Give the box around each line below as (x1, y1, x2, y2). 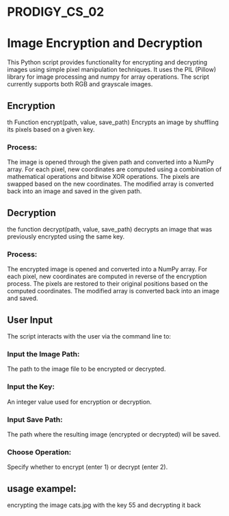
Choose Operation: (7, 447, 72, 456)
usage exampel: (7, 482, 77, 494)
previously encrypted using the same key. (7, 232, 125, 241)
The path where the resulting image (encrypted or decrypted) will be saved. (7, 430, 221, 439)
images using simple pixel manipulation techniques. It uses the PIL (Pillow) (7, 66, 217, 74)
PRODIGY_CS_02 (7, 4, 105, 20)
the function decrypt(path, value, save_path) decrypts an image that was (7, 225, 213, 234)
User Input (7, 314, 53, 325)
